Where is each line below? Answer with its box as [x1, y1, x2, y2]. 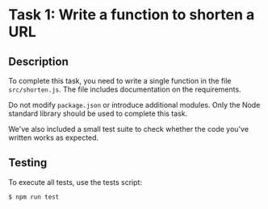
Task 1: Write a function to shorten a [8, 6, 255, 24]
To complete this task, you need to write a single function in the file [8, 76, 232, 85]
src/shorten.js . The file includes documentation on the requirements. [8, 84, 241, 94]
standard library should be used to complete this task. [8, 109, 188, 118]
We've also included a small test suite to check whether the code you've [8, 125, 249, 133]
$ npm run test [8, 193, 60, 201]
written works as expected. [8, 133, 99, 142]
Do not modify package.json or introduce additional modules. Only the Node [8, 100, 261, 109]
